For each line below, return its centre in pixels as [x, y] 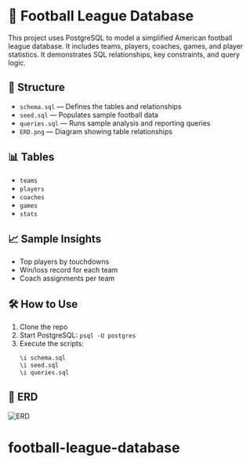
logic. [17, 63]
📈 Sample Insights [55, 239]
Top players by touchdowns [64, 261]
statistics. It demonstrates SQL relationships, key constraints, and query [124, 54]
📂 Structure [36, 88]
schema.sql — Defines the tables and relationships [100, 106]
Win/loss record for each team [69, 270]
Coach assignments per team [67, 279]
